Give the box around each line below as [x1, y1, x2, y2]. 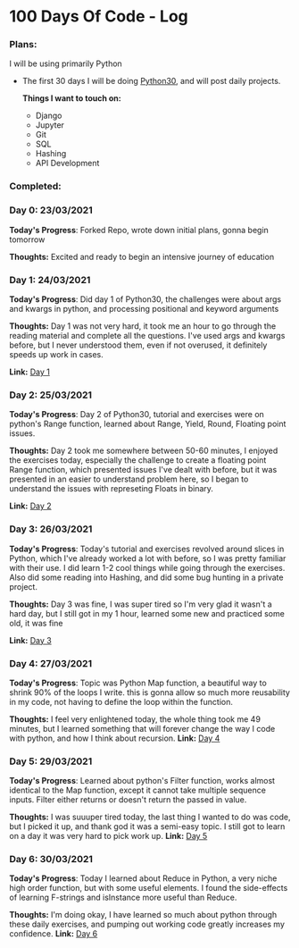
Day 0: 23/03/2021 [9, 204, 93, 216]
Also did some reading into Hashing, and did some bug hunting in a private [9, 572, 284, 583]
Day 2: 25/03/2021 [9, 389, 92, 401]
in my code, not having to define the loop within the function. [9, 696, 234, 707]
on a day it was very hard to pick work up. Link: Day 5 [9, 831, 208, 842]
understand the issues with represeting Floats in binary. [9, 483, 214, 494]
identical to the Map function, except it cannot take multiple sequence [9, 784, 266, 796]
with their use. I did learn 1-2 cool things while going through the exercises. [9, 562, 286, 573]
